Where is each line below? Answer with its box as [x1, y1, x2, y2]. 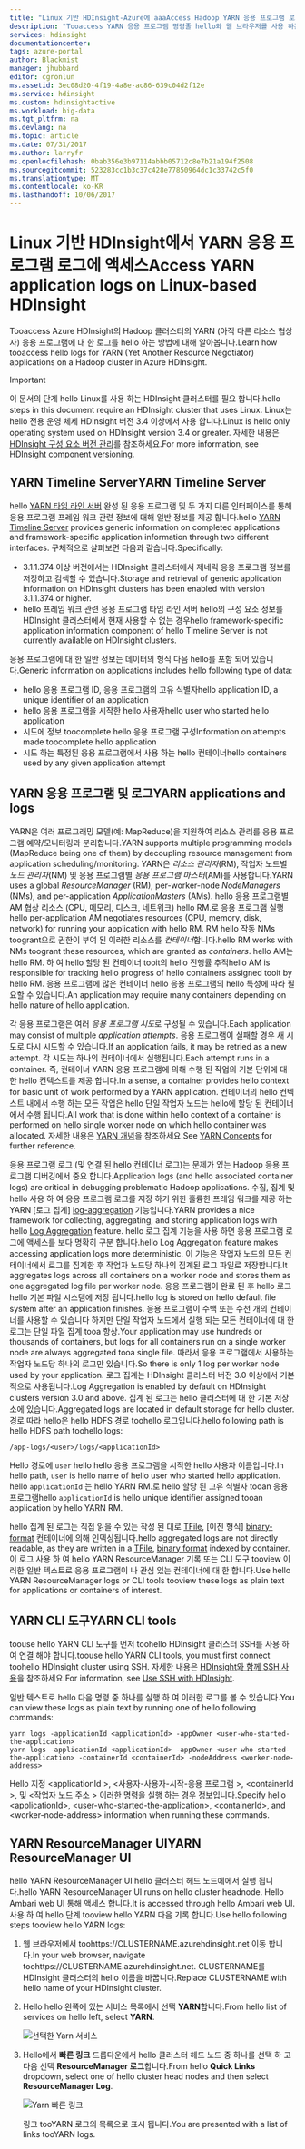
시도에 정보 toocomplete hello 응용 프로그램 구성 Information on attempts [22, 725, 286, 736]
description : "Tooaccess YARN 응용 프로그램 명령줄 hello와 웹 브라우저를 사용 [9, 22, 284, 31]
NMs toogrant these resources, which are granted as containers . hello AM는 [9, 945, 294, 956]
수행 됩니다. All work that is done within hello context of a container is [25, 1109, 282, 1119]
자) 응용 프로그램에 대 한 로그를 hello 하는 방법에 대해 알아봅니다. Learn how [9, 337, 278, 348]
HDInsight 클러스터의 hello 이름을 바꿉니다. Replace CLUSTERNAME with [22, 1972, 288, 1984]
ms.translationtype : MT [9, 173, 100, 182]
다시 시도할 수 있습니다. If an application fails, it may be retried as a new [25, 1040, 288, 1051]
